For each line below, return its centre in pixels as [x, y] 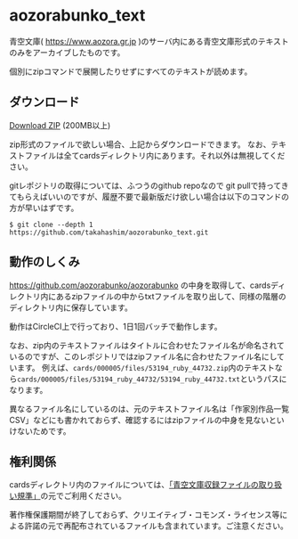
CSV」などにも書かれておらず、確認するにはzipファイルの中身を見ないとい [147, 420]
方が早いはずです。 [44, 208]
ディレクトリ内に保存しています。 [71, 307]
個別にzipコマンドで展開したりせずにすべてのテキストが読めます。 [131, 71]
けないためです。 [40, 431]
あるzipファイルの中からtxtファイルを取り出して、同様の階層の [171, 296]
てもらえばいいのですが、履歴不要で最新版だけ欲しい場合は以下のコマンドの [149, 196]
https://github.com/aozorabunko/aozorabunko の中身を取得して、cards [140, 285]
